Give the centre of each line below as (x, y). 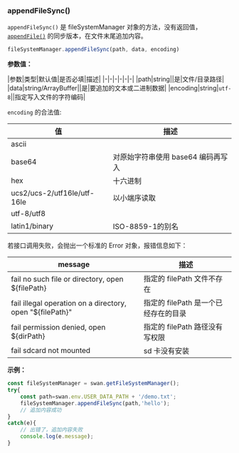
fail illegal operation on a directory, (69, 303)
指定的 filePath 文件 (176, 279)
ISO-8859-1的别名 (146, 227)
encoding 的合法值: (34, 112)
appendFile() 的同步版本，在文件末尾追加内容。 (77, 36)
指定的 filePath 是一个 (179, 303)
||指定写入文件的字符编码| (48, 97)
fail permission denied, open (58, 327)
